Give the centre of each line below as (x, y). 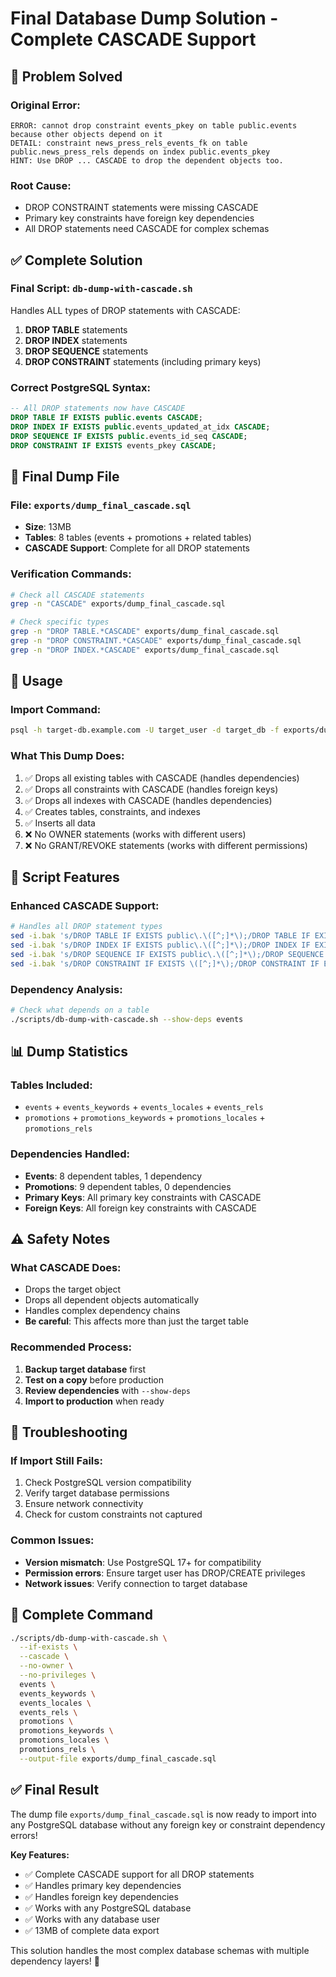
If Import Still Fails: (56, 1461)
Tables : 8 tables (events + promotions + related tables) (138, 538)
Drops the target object (73, 1289)
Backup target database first (85, 1369)
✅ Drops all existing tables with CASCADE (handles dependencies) (162, 778)
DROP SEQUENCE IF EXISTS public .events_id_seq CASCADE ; (129, 436)
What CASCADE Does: (66, 1268)
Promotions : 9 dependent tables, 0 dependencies (128, 1186)
